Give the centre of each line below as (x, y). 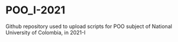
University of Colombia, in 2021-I (46, 32)
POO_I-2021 (35, 10)
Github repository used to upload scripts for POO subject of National (89, 26)
